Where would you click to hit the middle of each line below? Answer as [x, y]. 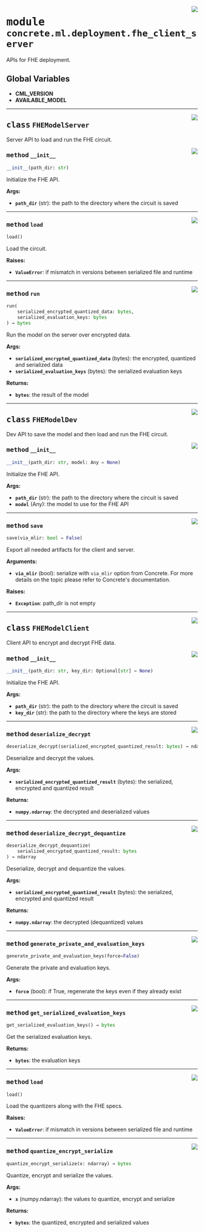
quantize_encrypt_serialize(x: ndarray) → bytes [69, 1163]
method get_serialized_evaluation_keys [66, 1013]
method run [23, 293]
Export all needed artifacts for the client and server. [71, 549]
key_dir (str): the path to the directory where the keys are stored [96, 712]
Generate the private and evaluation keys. [59, 968]
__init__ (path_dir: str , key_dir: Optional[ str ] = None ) [80, 671]
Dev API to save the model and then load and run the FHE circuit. [87, 434]
